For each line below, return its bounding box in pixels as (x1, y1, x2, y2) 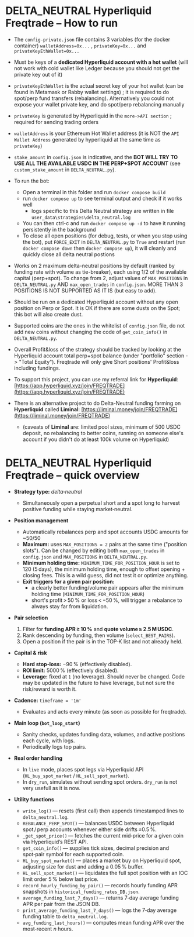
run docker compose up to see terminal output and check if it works (22, 195, 182, 202)
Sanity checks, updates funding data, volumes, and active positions (22, 731, 185, 738)
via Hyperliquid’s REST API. (22, 838, 89, 845)
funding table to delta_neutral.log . (22, 912, 108, 919)
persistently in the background (22, 226, 97, 233)
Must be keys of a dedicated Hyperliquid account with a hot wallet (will (13, 58, 188, 66)
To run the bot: (13, 177, 50, 184)
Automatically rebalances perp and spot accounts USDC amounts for (22, 528, 189, 535)
